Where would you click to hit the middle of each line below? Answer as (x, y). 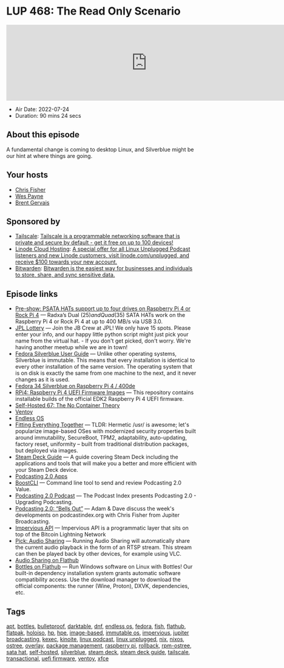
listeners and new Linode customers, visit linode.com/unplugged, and (102, 256)
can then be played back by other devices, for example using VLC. (98, 554)
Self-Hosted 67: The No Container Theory (67, 406)
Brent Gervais (32, 202)
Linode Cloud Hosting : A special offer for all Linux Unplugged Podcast (103, 249)
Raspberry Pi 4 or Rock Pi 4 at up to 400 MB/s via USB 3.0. (89, 322)
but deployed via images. (46, 451)
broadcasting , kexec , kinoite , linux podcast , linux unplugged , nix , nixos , (96, 639)
